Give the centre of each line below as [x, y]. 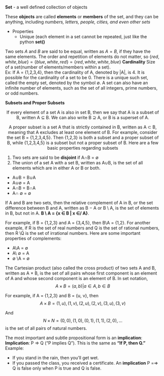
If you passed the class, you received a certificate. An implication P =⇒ [85, 363]
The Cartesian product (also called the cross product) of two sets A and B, [81, 268]
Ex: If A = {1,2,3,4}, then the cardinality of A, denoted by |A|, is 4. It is [75, 72]
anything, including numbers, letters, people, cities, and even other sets [78, 22]
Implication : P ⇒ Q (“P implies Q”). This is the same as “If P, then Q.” [75, 343]
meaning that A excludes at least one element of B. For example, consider [83, 132]
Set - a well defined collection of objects [46, 7]
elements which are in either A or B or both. [56, 168]
